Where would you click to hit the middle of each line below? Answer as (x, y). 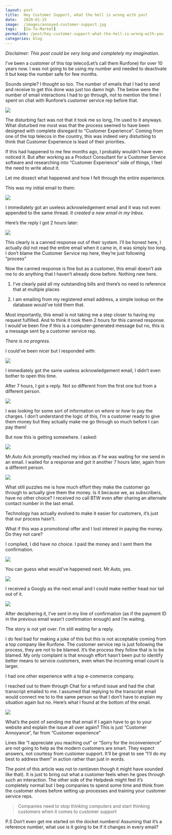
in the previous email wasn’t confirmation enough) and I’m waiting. (76, 619)
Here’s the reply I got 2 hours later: (42, 222)
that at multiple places (36, 289)
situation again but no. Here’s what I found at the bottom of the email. (78, 702)
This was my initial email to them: (40, 188)
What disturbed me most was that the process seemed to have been (78, 125)
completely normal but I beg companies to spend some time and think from (84, 785)
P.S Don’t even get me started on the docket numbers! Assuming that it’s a (84, 821)
